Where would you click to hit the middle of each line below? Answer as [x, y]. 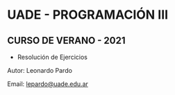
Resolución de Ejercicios [52, 57]
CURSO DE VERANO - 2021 [67, 41]
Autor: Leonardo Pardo [40, 70]
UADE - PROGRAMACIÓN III [88, 15]
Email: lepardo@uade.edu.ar [48, 84]
